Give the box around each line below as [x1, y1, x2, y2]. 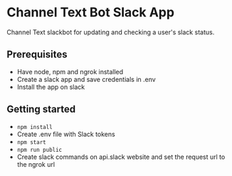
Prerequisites [6, 48, 68, 61]
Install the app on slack [16, 83, 85, 91]
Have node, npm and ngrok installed [16, 67, 124, 76]
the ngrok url [16, 160, 55, 168]
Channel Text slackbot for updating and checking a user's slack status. [6, 28, 215, 36]
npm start [16, 138, 47, 146]
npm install [16, 123, 53, 130]
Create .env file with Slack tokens [16, 130, 115, 138]
